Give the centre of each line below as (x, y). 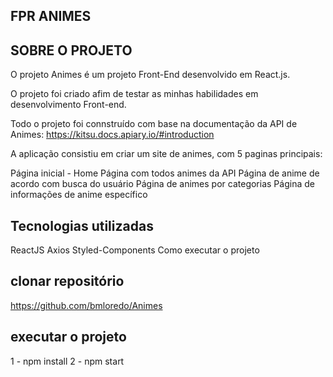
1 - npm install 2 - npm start (67, 361)
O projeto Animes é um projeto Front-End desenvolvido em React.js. (150, 75)
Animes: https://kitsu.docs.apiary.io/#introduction (112, 135)
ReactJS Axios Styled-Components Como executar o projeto (135, 250)
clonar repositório (67, 281)
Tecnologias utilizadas (82, 225)
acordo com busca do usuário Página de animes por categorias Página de (162, 184)
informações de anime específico (79, 195)
